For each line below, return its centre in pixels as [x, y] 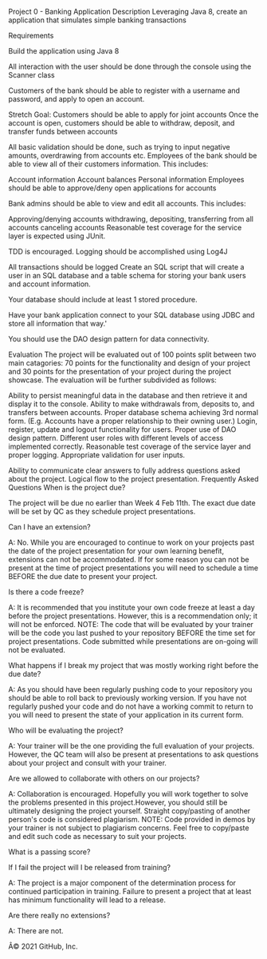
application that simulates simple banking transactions [98, 20]
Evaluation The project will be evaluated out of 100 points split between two [132, 354]
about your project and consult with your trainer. [88, 763]
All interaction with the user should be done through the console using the [130, 66]
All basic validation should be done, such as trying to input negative [120, 147]
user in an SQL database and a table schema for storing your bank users [127, 276]
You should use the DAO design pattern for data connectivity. [109, 339]
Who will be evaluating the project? [66, 730]
